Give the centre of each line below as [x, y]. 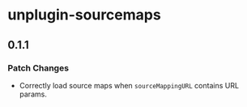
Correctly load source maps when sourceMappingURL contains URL [129, 85]
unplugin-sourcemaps [84, 15]
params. [33, 94]
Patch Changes [38, 68]
